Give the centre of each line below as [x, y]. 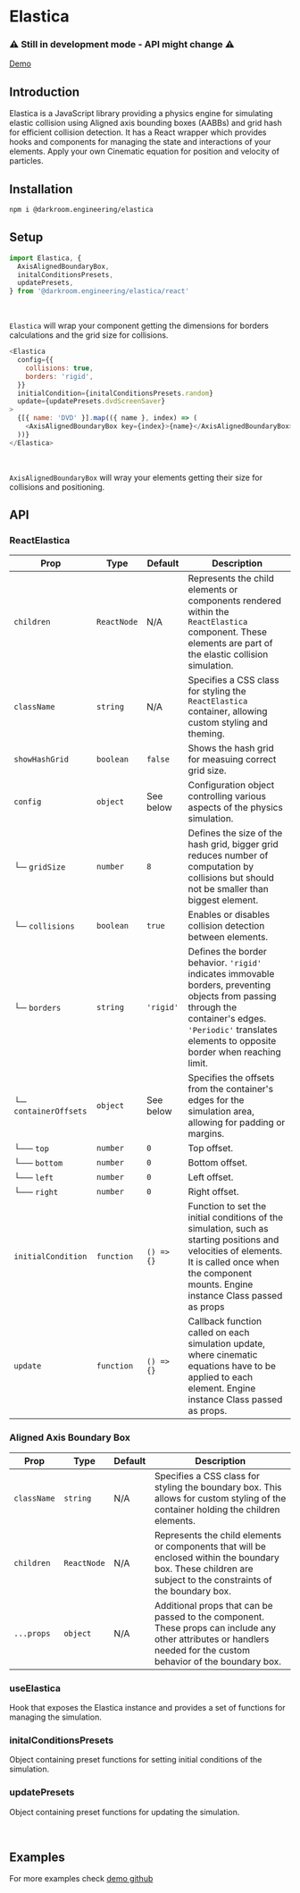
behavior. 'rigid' [225, 963]
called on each [219, 1333]
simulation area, [221, 1112]
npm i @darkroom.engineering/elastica [81, 210]
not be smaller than [229, 889]
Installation [41, 189]
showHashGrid [42, 760]
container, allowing [228, 711]
